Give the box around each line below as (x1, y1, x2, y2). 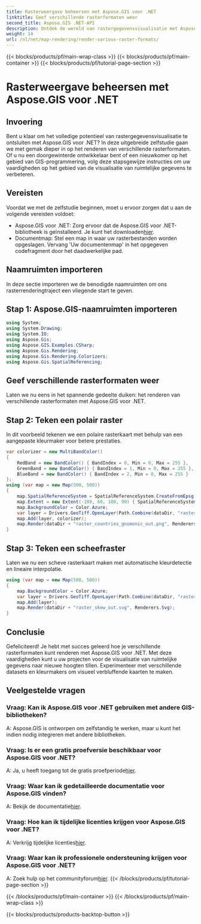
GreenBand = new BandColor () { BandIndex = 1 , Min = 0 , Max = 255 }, (17, 465, 194, 471)
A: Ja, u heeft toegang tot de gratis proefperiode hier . (6, 767, 136, 774)
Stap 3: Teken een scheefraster (6, 543, 126, 553)
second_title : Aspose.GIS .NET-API (6, 20, 95, 26)
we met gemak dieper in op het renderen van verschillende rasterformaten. (6, 145, 191, 153)
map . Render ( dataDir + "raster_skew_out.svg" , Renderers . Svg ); (17, 605, 175, 611)
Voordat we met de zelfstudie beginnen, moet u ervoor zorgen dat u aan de (6, 204, 192, 211)
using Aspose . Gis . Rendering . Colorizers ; (6, 353, 109, 359)
